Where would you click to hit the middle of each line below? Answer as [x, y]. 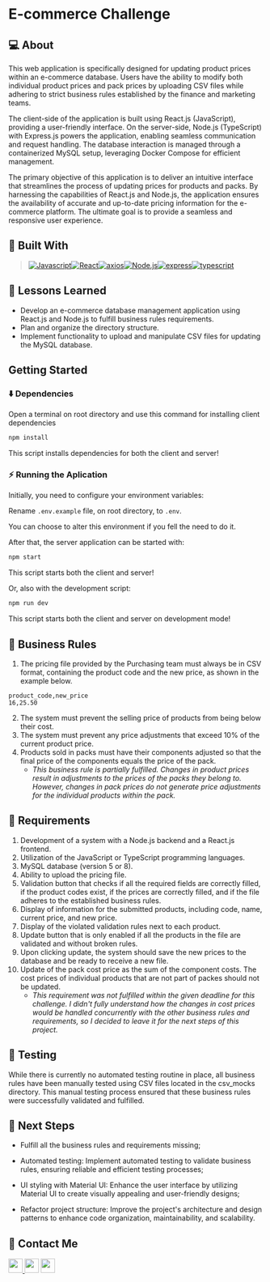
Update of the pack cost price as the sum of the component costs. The [138, 969]
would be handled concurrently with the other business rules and [141, 1012]
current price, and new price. [68, 918]
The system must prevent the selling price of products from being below [140, 718]
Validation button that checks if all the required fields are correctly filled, [140, 883]
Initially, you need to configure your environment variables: [106, 496]
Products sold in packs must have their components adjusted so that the [141, 752]
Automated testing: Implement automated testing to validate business [135, 1161]
